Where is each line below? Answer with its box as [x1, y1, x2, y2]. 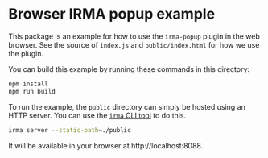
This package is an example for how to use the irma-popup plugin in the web [8, 31, 260, 41]
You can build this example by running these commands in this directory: [8, 64, 250, 73]
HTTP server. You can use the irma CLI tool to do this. [8, 110, 187, 120]
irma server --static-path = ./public [8, 126, 131, 134]
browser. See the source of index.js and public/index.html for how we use [8, 39, 260, 49]
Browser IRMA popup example [8, 5, 216, 23]
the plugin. [8, 48, 44, 58]
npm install [8, 80, 48, 88]
